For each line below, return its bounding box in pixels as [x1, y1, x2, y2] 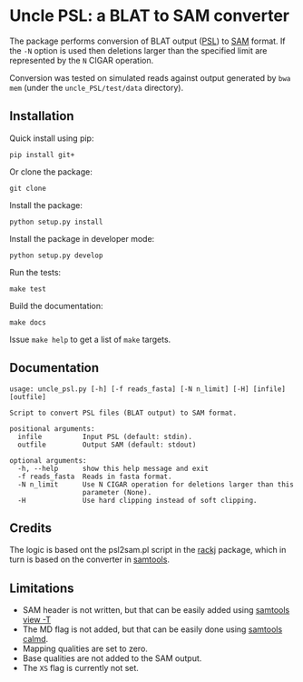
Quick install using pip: [9, 133, 94, 144]
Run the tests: [9, 266, 62, 277]
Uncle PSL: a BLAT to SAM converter [9, 5, 290, 26]
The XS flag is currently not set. [22, 663, 139, 674]
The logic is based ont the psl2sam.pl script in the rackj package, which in [9, 545, 287, 556]
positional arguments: [9, 424, 95, 433]
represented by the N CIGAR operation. [9, 55, 154, 65]
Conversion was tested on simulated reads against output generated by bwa [9, 72, 291, 83]
